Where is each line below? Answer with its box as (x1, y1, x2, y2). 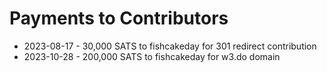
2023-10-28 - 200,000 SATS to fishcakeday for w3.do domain (23, 50, 281, 62)
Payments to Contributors (9, 7, 229, 30)
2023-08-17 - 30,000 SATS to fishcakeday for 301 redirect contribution (23, 40, 317, 52)
